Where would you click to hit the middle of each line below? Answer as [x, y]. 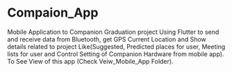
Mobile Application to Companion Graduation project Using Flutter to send [113, 32]
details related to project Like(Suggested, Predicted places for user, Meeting [116, 46]
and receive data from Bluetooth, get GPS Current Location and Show [107, 39]
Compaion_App [53, 13]
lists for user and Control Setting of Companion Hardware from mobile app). [116, 54]
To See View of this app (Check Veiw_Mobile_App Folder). [90, 61]
